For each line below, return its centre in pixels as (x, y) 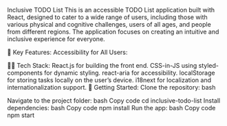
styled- (208, 65)
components (25, 73)
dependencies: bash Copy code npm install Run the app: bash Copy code (111, 108)
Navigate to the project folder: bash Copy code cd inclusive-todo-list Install (114, 101)
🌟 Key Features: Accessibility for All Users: (67, 52)
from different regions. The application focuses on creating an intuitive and (113, 32)
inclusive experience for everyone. (56, 39)
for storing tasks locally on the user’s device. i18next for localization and (109, 80)
